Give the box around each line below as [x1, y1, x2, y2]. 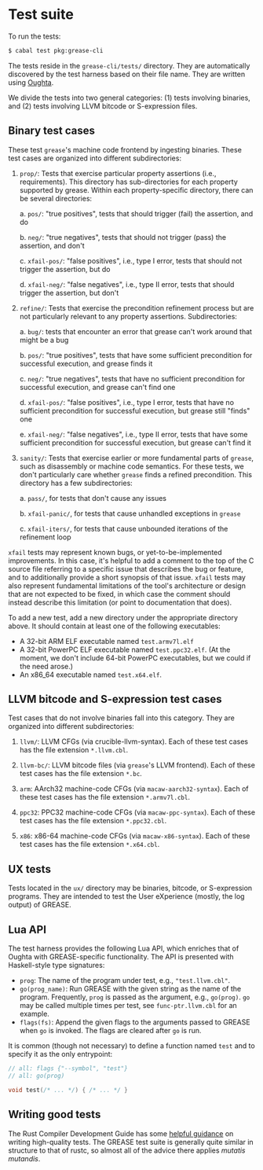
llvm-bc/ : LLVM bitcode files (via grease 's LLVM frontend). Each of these [19, 760, 255, 770]
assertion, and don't [19, 241, 85, 250]
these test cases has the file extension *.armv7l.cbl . [19, 793, 191, 802]
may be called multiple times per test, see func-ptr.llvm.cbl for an [19, 1001, 237, 1010]
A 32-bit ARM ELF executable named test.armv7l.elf [19, 636, 194, 646]
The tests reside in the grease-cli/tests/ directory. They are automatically [8, 61, 250, 70]
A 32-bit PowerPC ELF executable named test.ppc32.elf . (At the [19, 645, 231, 654]
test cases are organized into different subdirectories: [8, 153, 182, 163]
